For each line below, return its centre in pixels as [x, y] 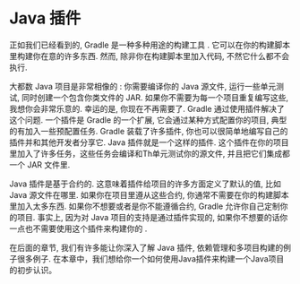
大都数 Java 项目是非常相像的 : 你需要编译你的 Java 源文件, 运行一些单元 [143, 86]
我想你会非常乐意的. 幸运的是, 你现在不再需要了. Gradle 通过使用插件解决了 [147, 108]
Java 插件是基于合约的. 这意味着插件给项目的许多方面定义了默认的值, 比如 [146, 184]
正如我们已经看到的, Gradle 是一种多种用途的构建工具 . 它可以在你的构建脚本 [150, 45]
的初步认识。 [33, 270]
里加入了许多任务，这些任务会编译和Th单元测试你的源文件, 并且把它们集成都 [150, 153]
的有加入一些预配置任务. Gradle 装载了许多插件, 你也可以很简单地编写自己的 [149, 131]
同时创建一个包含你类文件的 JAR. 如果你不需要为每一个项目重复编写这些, [155, 97]
